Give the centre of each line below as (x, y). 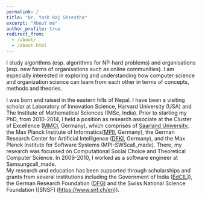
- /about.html (29, 46)
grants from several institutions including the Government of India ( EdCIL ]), (99, 177)
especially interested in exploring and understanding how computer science (100, 75)
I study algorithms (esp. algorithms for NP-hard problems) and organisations (101, 62)
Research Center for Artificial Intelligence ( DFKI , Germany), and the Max (96, 138)
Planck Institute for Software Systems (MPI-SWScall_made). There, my (94, 145)
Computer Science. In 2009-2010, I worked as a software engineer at (92, 157)
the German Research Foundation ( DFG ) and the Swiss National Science (96, 183)
